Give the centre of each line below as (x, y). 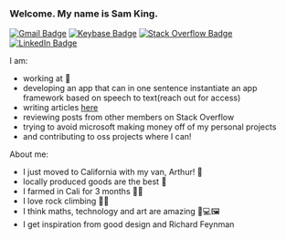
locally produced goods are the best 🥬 (95, 182)
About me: (29, 154)
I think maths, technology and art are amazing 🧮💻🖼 (121, 212)
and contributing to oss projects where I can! (107, 137)
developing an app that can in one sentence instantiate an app (140, 88)
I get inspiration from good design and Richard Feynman (128, 224)
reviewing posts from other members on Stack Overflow (128, 118)
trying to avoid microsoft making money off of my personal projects (149, 127)
